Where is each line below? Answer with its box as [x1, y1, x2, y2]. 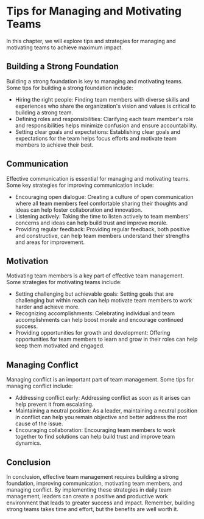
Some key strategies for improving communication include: [6, 181, 154, 189]
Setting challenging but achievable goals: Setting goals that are [15, 290, 174, 298]
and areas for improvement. [15, 239, 85, 246]
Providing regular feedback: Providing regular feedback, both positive [15, 225, 191, 232]
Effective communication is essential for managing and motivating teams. [6, 175, 190, 182]
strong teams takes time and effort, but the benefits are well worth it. [6, 506, 178, 512]
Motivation [6, 256, 49, 266]
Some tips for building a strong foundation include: [6, 84, 134, 91]
